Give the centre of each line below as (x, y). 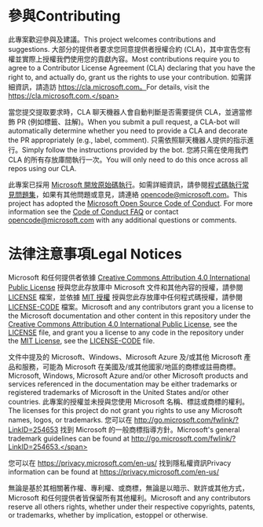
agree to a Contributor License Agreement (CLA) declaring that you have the (132, 68)
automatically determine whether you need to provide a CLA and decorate (128, 130)
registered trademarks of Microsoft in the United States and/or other (119, 392)
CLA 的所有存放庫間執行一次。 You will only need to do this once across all (128, 159)
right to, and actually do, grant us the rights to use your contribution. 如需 (126, 77)
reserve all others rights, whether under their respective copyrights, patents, (131, 507)
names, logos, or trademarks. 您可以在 (70, 419)
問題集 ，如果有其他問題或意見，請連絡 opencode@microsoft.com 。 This (131, 194)
